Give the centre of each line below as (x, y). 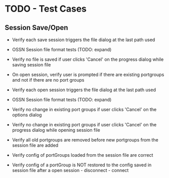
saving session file (31, 65)
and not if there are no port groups (48, 80)
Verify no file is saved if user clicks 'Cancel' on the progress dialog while (88, 59)
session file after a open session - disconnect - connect (70, 170)
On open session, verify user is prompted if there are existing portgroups (88, 75)
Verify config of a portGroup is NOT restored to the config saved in (82, 165)
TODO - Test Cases (46, 9)
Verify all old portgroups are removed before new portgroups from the (85, 140)
